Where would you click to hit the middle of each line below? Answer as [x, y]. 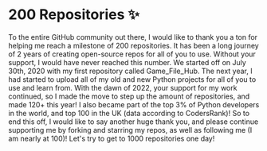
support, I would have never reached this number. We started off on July [128, 62]
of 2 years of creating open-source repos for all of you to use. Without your [132, 54]
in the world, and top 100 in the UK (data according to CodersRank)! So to [129, 113]
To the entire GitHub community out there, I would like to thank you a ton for [133, 37]
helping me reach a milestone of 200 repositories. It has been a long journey [133, 45]
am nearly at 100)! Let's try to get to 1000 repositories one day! [112, 138]
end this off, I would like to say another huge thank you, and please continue [133, 122]
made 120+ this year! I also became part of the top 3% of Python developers [134, 104]
